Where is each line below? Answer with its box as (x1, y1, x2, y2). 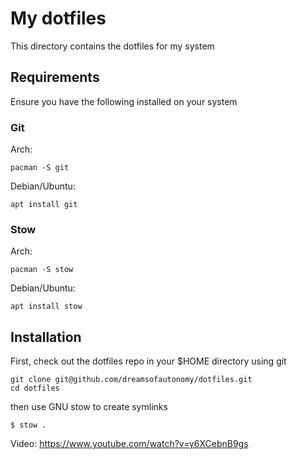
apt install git (10, 200, 78, 210)
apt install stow (10, 302, 83, 312)
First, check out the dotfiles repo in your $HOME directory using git (10, 355, 287, 367)
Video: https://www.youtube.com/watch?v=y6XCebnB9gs (10, 438, 249, 450)
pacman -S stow (10, 265, 74, 275)
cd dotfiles (10, 383, 60, 394)
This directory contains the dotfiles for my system (10, 40, 215, 52)
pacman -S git (10, 163, 70, 173)
